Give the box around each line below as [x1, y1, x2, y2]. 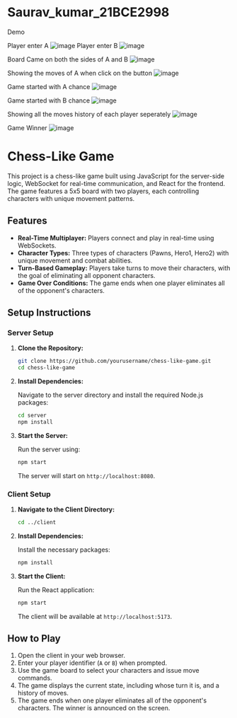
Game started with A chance [7, 82, 91, 91]
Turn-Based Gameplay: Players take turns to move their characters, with [17, 263, 231, 272]
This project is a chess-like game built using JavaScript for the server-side [7, 171, 225, 180]
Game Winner [7, 123, 47, 132]
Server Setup [7, 328, 54, 337]
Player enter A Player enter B [7, 41, 118, 50]
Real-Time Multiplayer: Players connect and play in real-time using [17, 233, 214, 242]
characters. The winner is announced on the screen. [17, 704, 170, 712]
